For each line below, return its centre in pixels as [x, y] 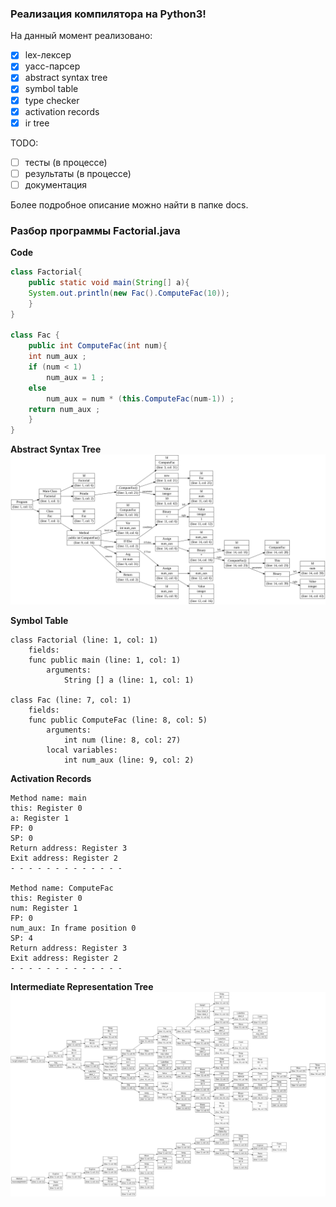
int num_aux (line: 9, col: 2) [129, 760]
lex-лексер [48, 55]
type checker [52, 100]
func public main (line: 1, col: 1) [105, 660]
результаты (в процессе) [78, 173]
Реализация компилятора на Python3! [108, 14]
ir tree [37, 123]
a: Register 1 [40, 818]
